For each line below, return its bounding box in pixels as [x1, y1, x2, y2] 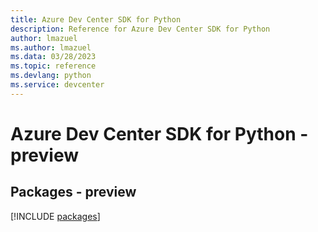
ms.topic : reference [10, 61, 97, 71]
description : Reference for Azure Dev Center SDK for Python [10, 24, 271, 34]
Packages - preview [10, 184, 137, 201]
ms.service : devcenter [10, 80, 105, 90]
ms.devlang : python [10, 71, 92, 81]
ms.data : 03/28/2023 [10, 52, 97, 62]
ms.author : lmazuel [10, 42, 92, 53]
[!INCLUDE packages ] [10, 210, 101, 222]
